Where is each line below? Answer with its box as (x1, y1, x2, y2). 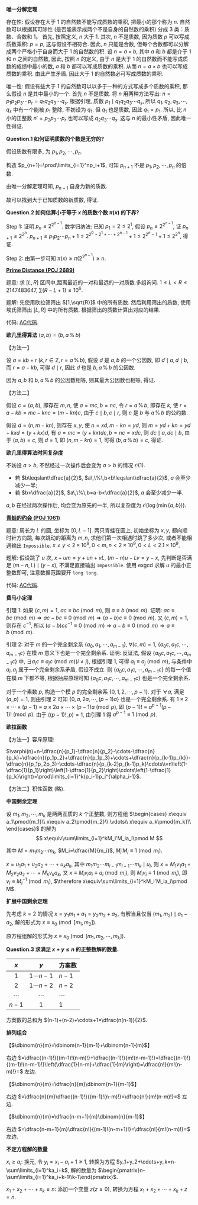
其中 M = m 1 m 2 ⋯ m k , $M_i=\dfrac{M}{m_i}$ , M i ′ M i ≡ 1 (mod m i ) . (6, 847, 163, 855)
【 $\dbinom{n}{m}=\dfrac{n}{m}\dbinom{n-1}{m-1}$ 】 (6, 1081, 140, 1088)
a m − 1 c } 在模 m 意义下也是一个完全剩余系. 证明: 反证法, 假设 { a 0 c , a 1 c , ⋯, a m (6, 649, 191, 658)
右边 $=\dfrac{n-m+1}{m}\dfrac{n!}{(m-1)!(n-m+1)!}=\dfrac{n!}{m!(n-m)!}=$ (6, 1126, 191, 1133)
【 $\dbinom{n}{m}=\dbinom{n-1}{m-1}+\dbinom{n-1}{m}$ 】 (6, 1042, 152, 1049)
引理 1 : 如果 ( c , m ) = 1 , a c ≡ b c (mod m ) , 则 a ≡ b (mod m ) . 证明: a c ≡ (6, 607, 175, 614)
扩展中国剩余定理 (6, 897, 48, 905)
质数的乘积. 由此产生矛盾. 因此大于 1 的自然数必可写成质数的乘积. (6, 70, 164, 77)
